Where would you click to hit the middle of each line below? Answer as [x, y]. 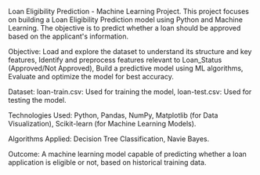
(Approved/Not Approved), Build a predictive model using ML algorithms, [126, 68]
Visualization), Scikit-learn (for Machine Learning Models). [102, 124]
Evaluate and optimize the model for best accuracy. [91, 77]
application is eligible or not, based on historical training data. [107, 162]
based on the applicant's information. [69, 36]
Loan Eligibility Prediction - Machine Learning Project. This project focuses [128, 11]
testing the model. [37, 100]
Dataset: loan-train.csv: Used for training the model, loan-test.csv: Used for [130, 92]
